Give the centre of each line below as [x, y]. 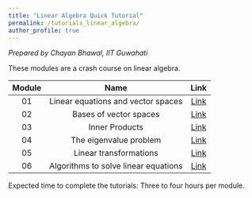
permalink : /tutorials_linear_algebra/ [74, 23]
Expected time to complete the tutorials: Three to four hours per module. [127, 186]
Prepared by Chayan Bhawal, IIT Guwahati [78, 53]
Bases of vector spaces [116, 115]
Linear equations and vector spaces [116, 102]
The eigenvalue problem [116, 140]
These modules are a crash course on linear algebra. [94, 68]
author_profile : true [44, 30]
